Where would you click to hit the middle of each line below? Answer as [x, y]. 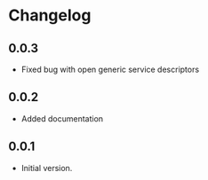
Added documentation [62, 118]
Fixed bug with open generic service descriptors [110, 69]
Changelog [50, 16]
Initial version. [47, 168]
